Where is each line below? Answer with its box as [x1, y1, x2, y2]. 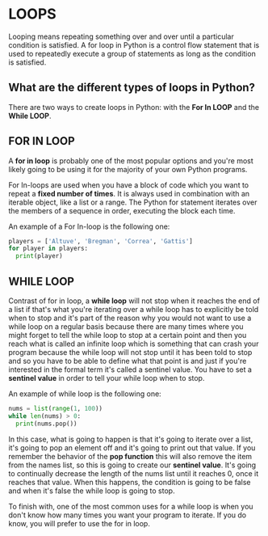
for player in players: [8, 244, 89, 253]
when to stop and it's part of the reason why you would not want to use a [8, 313, 252, 323]
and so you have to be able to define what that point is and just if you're [8, 357, 247, 365]
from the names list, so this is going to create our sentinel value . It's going [8, 460, 257, 470]
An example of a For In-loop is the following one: [8, 222, 170, 231]
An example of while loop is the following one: [8, 389, 161, 399]
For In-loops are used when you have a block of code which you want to [8, 179, 249, 190]
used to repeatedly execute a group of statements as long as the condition [8, 49, 256, 58]
